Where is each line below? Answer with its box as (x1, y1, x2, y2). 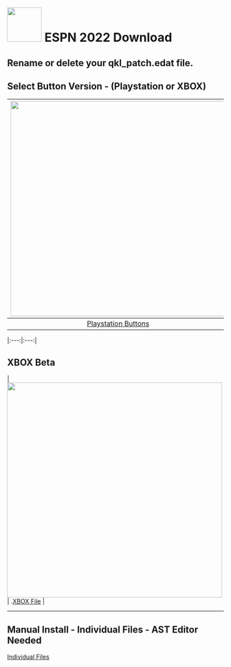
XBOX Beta (7, 357, 56, 368)
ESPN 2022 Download (44, 30, 173, 45)
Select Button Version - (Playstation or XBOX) (7, 80, 206, 92)
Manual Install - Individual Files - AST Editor (7, 624, 199, 635)
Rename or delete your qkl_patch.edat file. (7, 57, 194, 69)
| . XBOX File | (7, 597, 45, 606)
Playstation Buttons (87, 319, 150, 328)
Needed (7, 634, 43, 646)
